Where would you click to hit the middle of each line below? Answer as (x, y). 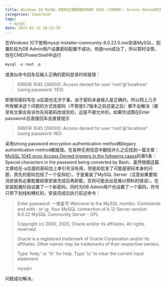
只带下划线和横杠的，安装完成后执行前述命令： (53, 193)
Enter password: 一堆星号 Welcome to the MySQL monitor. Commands (89, 204)
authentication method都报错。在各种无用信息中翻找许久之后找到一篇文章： (82, 150)
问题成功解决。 (20, 279)
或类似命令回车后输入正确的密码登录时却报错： (53, 74)
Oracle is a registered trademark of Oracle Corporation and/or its (83, 239)
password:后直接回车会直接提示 (38, 118)
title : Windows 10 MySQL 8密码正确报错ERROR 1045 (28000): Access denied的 (82, 10)
